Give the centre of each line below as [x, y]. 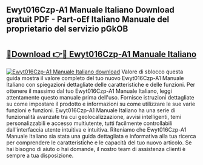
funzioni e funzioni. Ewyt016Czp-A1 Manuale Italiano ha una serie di [91, 110]
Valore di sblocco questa [152, 72]
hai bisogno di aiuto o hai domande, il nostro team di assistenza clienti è [96, 149]
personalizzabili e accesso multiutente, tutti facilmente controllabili [89, 123]
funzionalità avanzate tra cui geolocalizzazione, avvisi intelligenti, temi [94, 117]
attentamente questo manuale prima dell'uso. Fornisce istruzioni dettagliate [100, 97]
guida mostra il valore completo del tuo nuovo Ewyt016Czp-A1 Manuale [95, 78]
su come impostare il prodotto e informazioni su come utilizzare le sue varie [101, 104]
